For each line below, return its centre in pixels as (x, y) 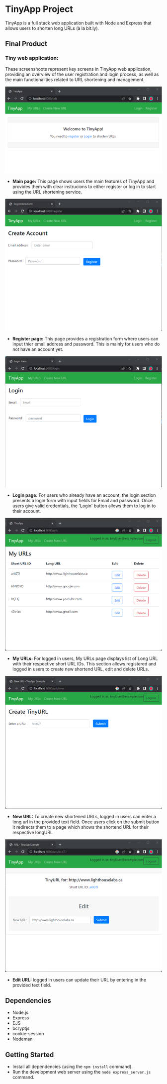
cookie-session (28, 1034)
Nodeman (22, 1039)
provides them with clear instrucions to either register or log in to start (84, 186)
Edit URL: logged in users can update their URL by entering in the (79, 979)
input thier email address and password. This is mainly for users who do (86, 344)
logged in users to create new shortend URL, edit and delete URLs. (81, 669)
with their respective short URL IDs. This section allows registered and (84, 663)
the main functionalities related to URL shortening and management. (75, 79)
